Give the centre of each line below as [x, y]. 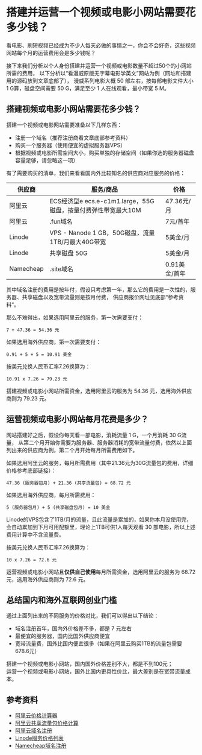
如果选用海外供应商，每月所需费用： [51, 494]
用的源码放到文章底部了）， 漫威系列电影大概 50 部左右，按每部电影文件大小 [100, 81]
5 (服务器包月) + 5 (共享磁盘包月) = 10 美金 [58, 507]
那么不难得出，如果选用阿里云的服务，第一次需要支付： [75, 317]
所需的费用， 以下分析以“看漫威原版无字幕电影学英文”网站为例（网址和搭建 [99, 73]
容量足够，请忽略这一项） [47, 160]
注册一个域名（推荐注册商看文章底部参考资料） [73, 137]
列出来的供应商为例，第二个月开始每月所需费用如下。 [72, 450]
